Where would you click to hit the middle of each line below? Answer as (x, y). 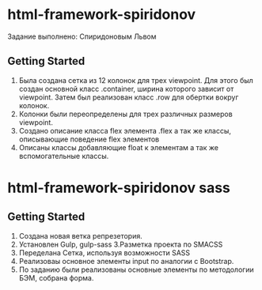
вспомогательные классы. (64, 156)
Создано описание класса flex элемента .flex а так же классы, (125, 130)
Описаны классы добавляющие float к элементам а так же (119, 147)
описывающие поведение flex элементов (89, 139)
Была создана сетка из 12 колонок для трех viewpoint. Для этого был (136, 80)
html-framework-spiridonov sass (119, 188)
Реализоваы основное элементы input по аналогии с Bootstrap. (126, 261)
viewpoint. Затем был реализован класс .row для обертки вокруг (129, 97)
